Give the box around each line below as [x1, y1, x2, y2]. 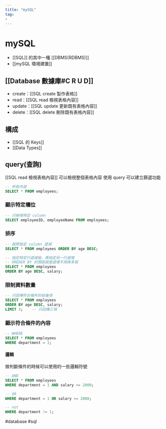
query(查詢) [5, 160, 42, 169]
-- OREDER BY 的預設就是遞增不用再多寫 [5, 260, 78, 265]
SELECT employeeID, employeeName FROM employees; [5, 217, 110, 222]
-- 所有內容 [5, 184, 27, 189]
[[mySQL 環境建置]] [12, 61, 52, 67]
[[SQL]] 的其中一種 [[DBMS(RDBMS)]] [12, 55, 89, 61]
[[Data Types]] [12, 144, 42, 151]
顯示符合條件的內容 [5, 319, 51, 326]
